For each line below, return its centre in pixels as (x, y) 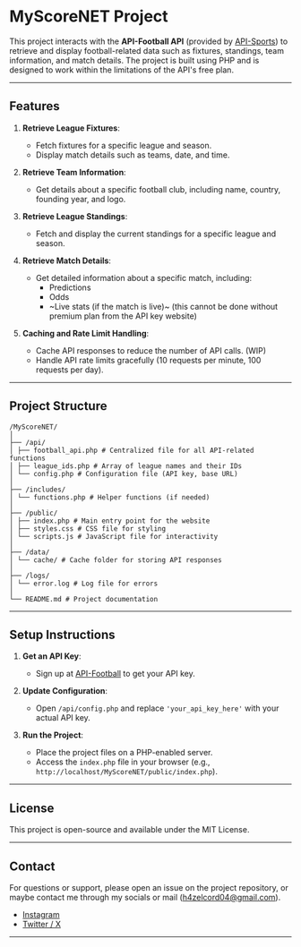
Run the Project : (52, 735)
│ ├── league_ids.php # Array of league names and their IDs (126, 466)
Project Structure (58, 406)
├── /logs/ (30, 576)
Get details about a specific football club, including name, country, (158, 189)
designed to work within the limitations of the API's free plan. (122, 70)
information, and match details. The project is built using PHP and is (134, 60)
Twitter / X (41, 924)
